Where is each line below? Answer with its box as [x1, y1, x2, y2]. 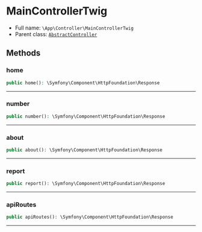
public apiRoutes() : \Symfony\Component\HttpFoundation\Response [6, 214, 173, 221]
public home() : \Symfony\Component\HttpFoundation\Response [6, 80, 161, 86]
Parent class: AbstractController [14, 30, 97, 37]
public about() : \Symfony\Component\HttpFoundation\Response [6, 146, 163, 153]
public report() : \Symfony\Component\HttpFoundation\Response [6, 181, 165, 187]
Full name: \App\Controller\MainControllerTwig [14, 24, 134, 31]
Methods [6, 48, 41, 58]
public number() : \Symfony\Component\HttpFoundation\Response [6, 113, 165, 119]
